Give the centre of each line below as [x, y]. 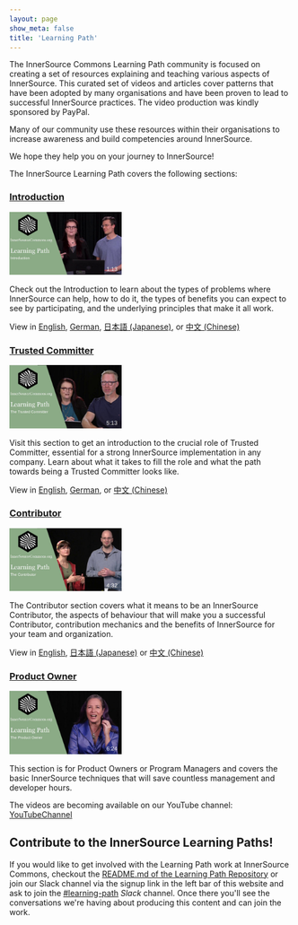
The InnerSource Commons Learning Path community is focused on [135, 65]
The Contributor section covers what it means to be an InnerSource [134, 606]
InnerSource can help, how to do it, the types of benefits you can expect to [148, 298]
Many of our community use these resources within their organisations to [145, 129]
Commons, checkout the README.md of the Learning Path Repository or [144, 874]
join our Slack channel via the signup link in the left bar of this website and [147, 883]
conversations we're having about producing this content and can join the [145, 903]
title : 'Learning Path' [54, 38]
